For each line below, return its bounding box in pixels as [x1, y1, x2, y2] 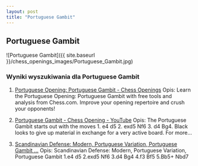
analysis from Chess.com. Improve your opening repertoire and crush [14, 99, 185, 106]
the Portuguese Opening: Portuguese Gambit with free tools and [14, 92, 172, 99]
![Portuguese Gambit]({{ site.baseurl [6, 51, 95, 59]
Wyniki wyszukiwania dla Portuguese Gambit [6, 73, 140, 81]
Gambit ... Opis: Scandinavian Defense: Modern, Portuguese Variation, [14, 147, 187, 154]
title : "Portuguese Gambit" [6, 14, 76, 20]
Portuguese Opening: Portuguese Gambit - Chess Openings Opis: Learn [14, 86, 191, 93]
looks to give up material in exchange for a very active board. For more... [14, 129, 193, 136]
